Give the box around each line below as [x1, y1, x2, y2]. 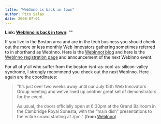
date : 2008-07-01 [5, 16, 40, 21]
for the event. [16, 94, 44, 100]
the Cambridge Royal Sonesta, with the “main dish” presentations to [16, 108, 152, 114]
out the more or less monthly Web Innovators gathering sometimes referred [5, 44, 156, 50]
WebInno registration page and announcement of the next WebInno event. [5, 54, 153, 60]
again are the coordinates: [5, 74, 57, 80]
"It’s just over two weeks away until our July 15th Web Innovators [16, 84, 146, 89]
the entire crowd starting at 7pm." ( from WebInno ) [16, 114, 117, 120]
